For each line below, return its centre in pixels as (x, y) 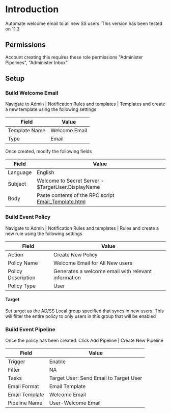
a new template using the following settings (51, 109)
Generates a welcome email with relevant (103, 271)
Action (16, 254)
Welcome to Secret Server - (70, 181)
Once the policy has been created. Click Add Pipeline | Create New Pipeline (84, 341)
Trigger (17, 362)
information (67, 277)
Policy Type (22, 286)
